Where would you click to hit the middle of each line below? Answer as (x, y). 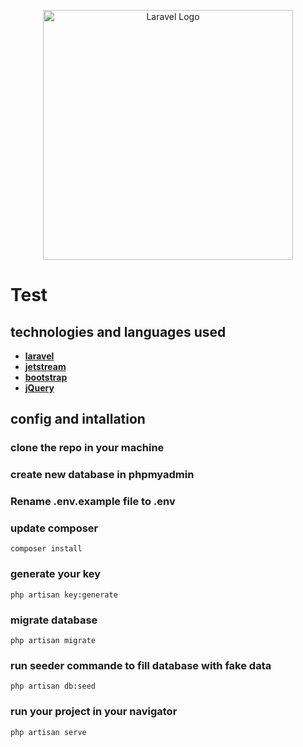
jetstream (45, 366)
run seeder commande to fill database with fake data (141, 665)
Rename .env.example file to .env (93, 502)
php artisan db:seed (53, 686)
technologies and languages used (118, 331)
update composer (54, 528)
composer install (46, 549)
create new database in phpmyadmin (102, 475)
